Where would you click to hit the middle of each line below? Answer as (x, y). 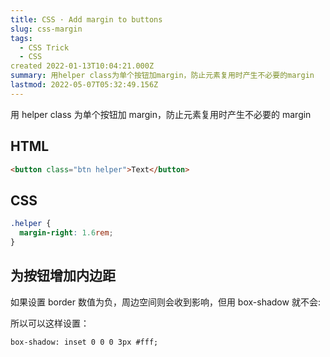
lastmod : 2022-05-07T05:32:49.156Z (84, 85)
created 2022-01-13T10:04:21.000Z (82, 66)
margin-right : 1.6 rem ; (66, 233)
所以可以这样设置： (50, 323)
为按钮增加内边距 (63, 276)
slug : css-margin (46, 29)
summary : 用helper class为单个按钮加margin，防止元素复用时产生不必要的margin (162, 76)
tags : (21, 38)
